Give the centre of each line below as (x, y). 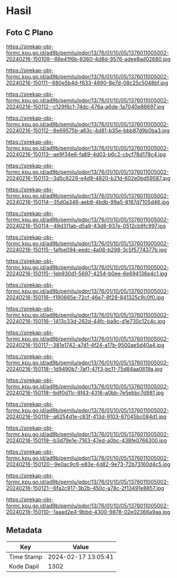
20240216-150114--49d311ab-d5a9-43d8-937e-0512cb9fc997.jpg (86, 226)
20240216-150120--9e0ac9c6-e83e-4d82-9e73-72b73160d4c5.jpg (88, 464)
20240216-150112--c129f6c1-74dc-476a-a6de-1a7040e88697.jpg (86, 107)
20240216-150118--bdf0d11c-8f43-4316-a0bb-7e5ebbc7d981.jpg (85, 393)
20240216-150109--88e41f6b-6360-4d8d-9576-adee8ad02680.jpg (88, 59)
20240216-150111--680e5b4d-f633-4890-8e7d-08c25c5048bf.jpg (87, 83)
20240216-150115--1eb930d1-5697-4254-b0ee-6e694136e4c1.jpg (87, 273)
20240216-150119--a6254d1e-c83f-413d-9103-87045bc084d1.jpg (86, 417)
